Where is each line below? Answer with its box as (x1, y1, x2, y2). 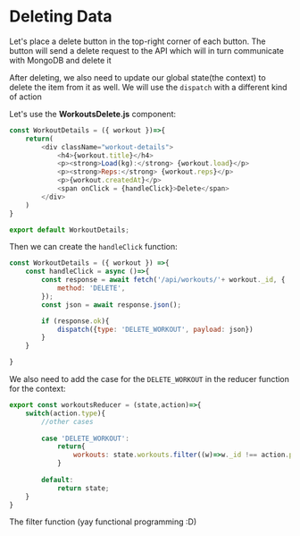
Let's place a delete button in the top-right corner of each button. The (9, 36, 266, 47)
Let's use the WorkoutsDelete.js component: (9, 108, 177, 119)
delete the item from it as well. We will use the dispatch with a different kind (9, 81, 287, 92)
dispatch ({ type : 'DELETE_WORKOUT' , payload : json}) (56, 325, 254, 334)
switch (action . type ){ (25, 409, 105, 418)
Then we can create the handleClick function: (9, 242, 178, 252)
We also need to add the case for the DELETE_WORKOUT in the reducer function (9, 374, 290, 385)
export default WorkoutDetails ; (9, 225, 129, 234)
